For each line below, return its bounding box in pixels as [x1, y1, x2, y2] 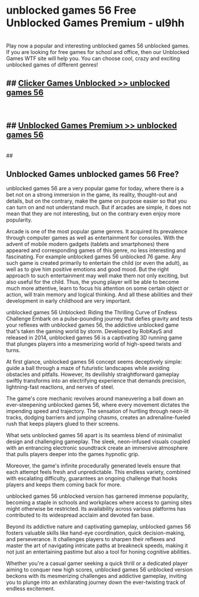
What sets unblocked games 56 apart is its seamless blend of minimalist [6, 432, 182, 439]
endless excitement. [6, 585, 55, 592]
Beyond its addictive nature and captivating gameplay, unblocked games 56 [6, 523, 191, 530]
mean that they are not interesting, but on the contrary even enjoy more [6, 210, 181, 217]
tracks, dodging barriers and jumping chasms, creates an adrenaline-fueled [6, 414, 191, 421]
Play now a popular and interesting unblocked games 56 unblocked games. [6, 42, 190, 49]
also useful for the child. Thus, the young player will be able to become [6, 279, 179, 286]
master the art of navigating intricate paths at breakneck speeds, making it [6, 542, 188, 549]
